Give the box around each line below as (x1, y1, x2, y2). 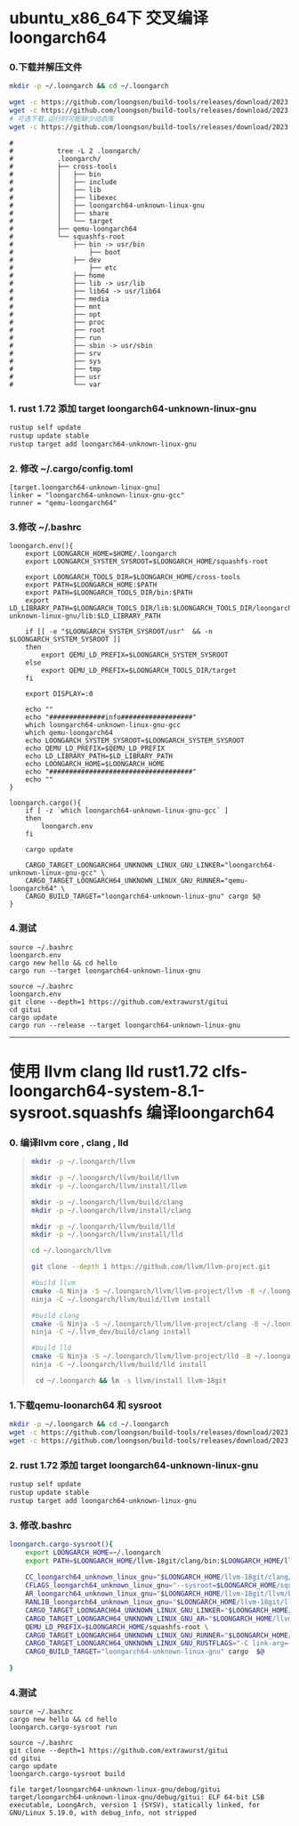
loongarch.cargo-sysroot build (9, 1770, 125, 1779)
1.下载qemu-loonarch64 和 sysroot (9, 1399, 163, 1411)
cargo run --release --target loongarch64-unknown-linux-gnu (9, 1021, 241, 1030)
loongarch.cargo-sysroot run (9, 1723, 117, 1732)
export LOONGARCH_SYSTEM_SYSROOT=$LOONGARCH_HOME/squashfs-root (25, 557, 269, 566)
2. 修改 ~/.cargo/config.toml (9, 462, 133, 474)
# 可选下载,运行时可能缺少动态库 (9, 115, 114, 124)
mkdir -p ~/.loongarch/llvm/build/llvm (30, 1174, 180, 1183)
